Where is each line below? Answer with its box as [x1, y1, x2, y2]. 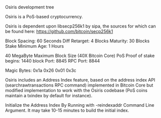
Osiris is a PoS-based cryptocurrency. [5, 14, 83, 19]
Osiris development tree [5, 4, 54, 10]
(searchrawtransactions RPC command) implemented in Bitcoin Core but [5, 82, 154, 88]
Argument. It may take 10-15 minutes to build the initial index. [5, 108, 129, 113]
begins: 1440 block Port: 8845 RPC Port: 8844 [5, 58, 100, 63]
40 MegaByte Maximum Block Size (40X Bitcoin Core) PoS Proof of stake [5, 53, 155, 59]
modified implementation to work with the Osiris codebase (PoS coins [5, 88, 148, 93]
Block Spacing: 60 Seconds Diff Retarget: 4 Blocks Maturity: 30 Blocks [5, 38, 150, 44]
